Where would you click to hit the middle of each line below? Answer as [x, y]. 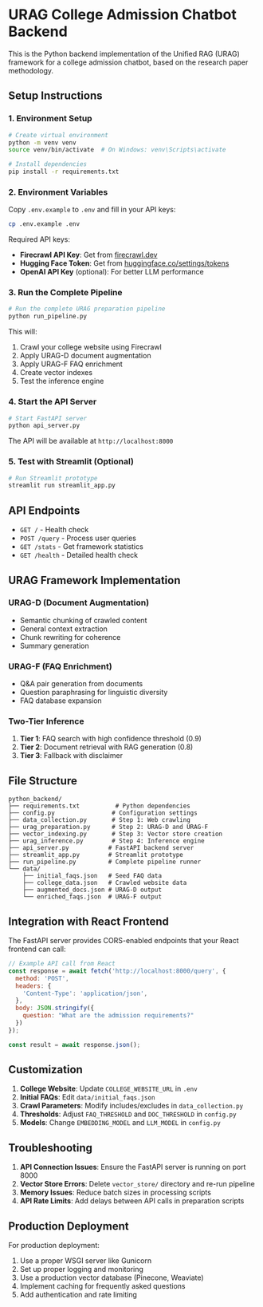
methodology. [31, 70]
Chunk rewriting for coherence [70, 637]
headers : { [33, 986]
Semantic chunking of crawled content [83, 620]
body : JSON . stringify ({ [55, 1008]
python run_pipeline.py [48, 317]
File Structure [43, 781]
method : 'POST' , [42, 978]
